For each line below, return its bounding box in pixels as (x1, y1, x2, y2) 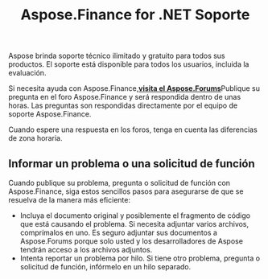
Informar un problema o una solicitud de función (8, 157, 255, 170)
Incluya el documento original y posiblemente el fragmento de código (19, 211, 251, 220)
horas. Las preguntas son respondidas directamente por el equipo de (8, 101, 238, 110)
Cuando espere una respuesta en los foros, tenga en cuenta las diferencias (8, 125, 258, 134)
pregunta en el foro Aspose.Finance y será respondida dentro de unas (8, 92, 241, 102)
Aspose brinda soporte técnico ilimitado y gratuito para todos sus (8, 51, 225, 61)
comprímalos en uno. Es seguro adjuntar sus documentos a (19, 228, 217, 237)
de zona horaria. (8, 133, 63, 143)
